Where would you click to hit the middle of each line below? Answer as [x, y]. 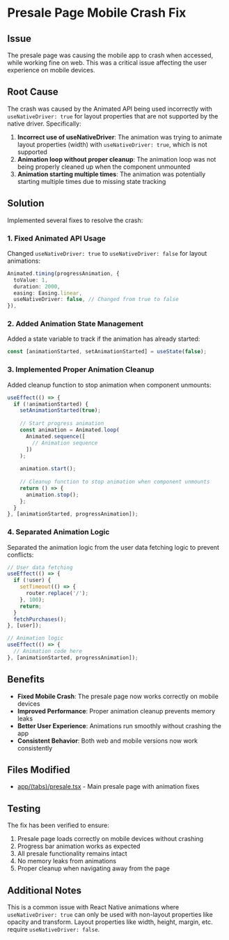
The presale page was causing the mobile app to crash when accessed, [110, 55]
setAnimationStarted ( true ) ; [60, 410]
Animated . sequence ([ [55, 436]
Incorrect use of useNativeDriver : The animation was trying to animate [120, 137]
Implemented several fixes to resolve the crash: [75, 220]
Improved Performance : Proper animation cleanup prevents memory [116, 711]
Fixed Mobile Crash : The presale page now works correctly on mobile [118, 696]
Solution [26, 203]
